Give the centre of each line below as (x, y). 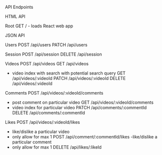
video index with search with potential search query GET (69, 73)
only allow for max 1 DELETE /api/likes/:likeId (57, 147)
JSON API (15, 35)
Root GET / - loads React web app (39, 26)
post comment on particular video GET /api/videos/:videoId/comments (83, 102)
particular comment (32, 142)
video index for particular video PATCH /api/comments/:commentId (79, 107)
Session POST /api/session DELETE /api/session (54, 54)
